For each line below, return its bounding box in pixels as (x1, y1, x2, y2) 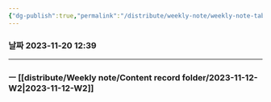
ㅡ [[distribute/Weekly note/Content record (8, 71, 181, 83)
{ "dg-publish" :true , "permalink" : (8, 11, 121, 20)
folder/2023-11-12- (181, 71, 258, 83)
